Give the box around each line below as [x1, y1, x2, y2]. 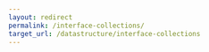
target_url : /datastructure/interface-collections [8, 29, 201, 38]
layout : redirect [8, 12, 73, 22]
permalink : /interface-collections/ [8, 21, 145, 30]
